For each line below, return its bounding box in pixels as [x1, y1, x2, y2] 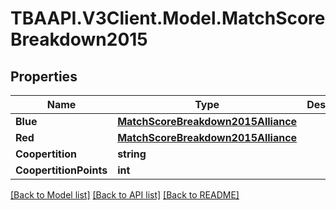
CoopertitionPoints [15, 163, 108, 177]
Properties [10, 68, 78, 85]
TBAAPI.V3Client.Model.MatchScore [10, 7, 326, 30]
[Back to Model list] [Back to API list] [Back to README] [10, 189, 240, 201]
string [117, 147, 147, 161]
